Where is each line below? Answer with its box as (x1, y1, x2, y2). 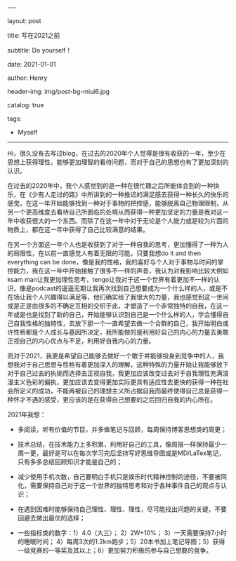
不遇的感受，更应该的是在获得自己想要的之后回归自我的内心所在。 (25, 396, 216, 403)
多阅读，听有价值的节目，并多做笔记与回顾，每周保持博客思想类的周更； (17, 425, 227, 433)
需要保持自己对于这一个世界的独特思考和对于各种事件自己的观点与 (29, 481, 221, 489)
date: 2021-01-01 (7, 60, 56, 68)
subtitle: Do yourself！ (7, 46, 72, 54)
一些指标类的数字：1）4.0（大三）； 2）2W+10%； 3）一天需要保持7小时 (17, 529, 227, 536)
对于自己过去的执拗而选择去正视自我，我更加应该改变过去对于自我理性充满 (7, 369, 223, 377)
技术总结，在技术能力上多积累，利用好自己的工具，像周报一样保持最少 (17, 440, 221, 448)
